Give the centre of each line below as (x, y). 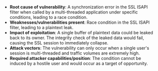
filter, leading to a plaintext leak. (41, 28)
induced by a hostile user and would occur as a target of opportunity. (79, 63)
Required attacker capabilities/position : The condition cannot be (75, 58)
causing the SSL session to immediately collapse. (59, 43)
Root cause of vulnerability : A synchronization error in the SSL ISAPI (79, 7)
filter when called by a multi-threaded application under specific (74, 12)
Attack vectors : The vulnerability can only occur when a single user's (79, 48)
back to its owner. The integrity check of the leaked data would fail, (77, 38)
